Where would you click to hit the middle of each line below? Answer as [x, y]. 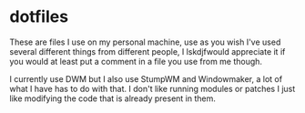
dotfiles [39, 17]
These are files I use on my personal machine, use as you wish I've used [145, 42]
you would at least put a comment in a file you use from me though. [136, 61]
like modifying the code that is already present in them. [113, 98]
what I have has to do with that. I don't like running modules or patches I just [152, 88]
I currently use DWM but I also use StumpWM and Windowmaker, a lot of [146, 78]
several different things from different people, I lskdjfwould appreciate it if [147, 51]
